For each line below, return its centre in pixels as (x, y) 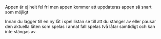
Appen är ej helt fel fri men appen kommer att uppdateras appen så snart (79, 7)
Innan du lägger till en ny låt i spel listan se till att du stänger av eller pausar (80, 21)
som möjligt (17, 12)
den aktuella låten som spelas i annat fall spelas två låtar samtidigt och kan (80, 26)
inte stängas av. (21, 32)
